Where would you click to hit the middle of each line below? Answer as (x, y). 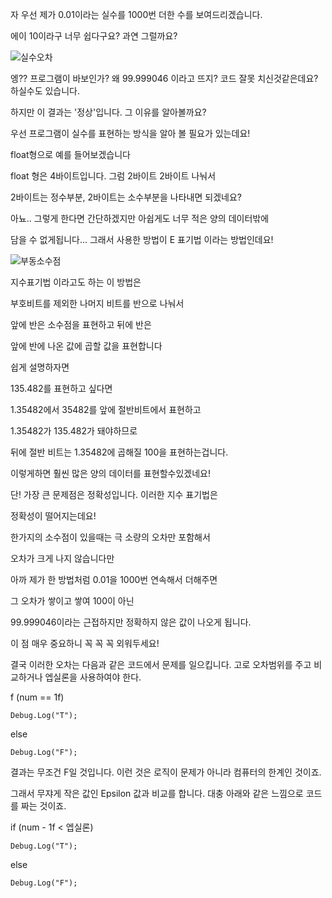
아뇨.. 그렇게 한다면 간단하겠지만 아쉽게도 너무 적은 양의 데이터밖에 (140, 218)
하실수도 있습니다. (45, 91)
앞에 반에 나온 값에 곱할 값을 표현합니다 (86, 346)
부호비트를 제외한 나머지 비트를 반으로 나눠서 (97, 303)
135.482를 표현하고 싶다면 (61, 388)
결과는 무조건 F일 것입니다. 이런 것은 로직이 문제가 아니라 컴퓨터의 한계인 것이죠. (166, 772)
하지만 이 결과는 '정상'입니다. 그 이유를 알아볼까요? (108, 112)
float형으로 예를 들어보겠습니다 (70, 154)
